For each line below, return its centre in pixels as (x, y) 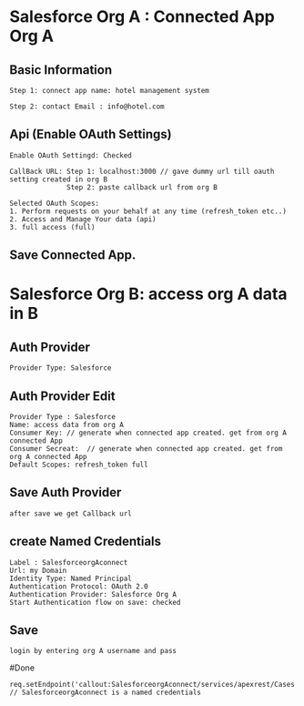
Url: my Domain (38, 570)
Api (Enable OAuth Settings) (91, 134)
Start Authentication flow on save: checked (95, 602)
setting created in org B (58, 179)
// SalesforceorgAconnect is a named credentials (106, 693)
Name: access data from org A (67, 425)
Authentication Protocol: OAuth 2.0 (79, 586)
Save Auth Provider (66, 492)
